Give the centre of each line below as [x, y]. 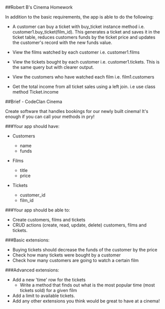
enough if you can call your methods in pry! [50, 116]
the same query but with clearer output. [53, 67]
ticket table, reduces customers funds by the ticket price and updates [84, 37]
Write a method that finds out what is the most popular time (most [87, 285]
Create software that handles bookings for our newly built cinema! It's [77, 111]
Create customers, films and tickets [49, 220]
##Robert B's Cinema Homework [39, 7]
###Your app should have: [32, 126]
